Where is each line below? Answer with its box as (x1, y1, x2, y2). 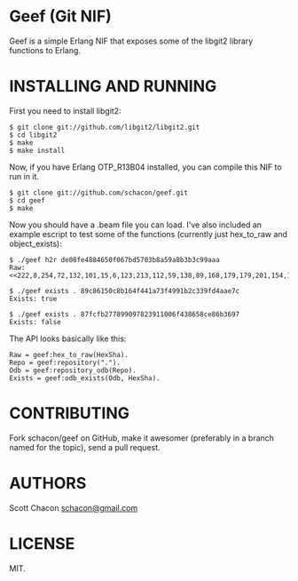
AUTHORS (9, 474, 87, 493)
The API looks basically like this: (9, 333, 127, 344)
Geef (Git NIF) (9, 6, 113, 27)
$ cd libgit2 (9, 131, 58, 139)
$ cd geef (9, 195, 46, 205)
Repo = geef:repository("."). (9, 358, 122, 367)
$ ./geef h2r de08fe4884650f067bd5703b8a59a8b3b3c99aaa (9, 255, 220, 264)
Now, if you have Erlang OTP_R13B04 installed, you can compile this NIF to (9, 162, 282, 172)
